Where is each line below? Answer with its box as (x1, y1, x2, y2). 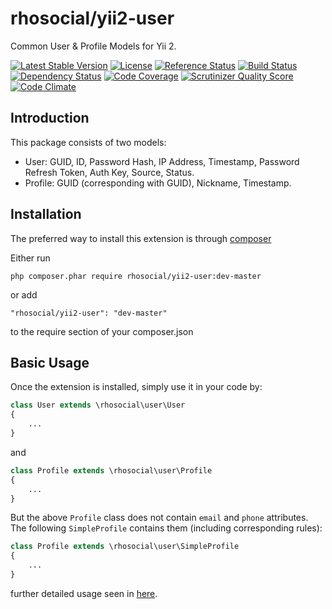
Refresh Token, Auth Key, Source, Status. (24, 166, 195, 178)
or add (10, 288, 38, 301)
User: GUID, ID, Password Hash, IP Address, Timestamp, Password (24, 155, 300, 167)
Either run (10, 252, 51, 264)
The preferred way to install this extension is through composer (10, 232, 272, 244)
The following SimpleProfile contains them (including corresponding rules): (10, 522, 323, 534)
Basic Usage (10, 354, 90, 371)
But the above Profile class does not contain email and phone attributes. (10, 512, 309, 524)
